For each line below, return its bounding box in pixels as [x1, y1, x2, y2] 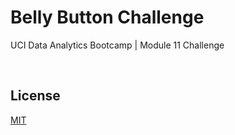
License [10, 87, 61, 105]
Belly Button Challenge [10, 6, 205, 29]
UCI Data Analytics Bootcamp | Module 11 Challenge [10, 39, 225, 51]
